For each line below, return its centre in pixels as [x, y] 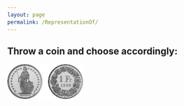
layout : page [26, 15]
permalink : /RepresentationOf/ [53, 22]
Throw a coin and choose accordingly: [93, 51]
